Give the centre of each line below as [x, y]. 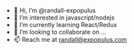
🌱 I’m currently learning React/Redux [65, 25]
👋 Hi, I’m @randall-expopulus [54, 10]
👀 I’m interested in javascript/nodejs [64, 18]
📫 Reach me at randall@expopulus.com [70, 40]
